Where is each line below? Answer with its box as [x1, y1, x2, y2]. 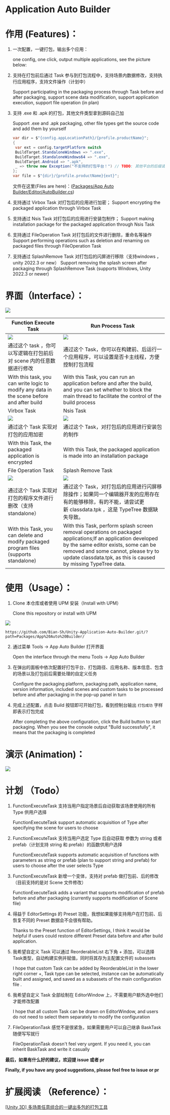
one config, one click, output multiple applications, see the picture [12, 56, 151, 63]
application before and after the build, [63, 380, 153, 387]
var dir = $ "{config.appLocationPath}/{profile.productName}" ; [12, 136, 149, 141]
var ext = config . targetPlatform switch [15, 145, 102, 150]
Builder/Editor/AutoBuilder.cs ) [12, 189, 74, 195]
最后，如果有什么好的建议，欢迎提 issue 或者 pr [5, 1057, 105, 1063]
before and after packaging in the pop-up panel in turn [12, 691, 126, 698]
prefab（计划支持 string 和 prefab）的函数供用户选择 [12, 841, 122, 848]
